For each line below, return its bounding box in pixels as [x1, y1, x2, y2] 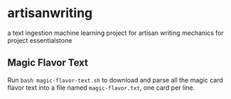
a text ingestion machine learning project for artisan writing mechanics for [7, 28, 224, 37]
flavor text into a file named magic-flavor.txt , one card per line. [7, 83, 195, 92]
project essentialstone [7, 36, 72, 44]
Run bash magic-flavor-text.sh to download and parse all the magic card [7, 75, 224, 84]
